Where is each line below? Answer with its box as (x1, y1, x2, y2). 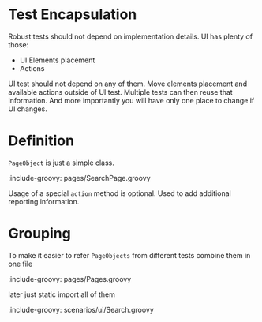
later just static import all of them (8, 290, 116, 299)
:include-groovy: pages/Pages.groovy (8, 274, 132, 283)
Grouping (8, 225, 71, 242)
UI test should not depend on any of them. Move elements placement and (8, 79, 247, 88)
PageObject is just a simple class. (8, 158, 114, 167)
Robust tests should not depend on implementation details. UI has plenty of (8, 32, 253, 41)
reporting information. (8, 197, 80, 206)
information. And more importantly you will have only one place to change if (8, 95, 255, 105)
